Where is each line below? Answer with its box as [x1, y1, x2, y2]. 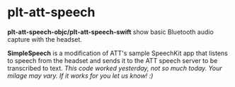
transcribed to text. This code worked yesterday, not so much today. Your [7, 64, 222, 72]
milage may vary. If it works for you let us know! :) [7, 71, 154, 80]
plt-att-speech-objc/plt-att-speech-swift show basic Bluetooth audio [7, 28, 214, 36]
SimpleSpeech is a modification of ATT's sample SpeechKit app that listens [7, 49, 229, 57]
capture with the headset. [7, 35, 83, 43]
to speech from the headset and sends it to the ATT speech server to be [7, 56, 218, 64]
